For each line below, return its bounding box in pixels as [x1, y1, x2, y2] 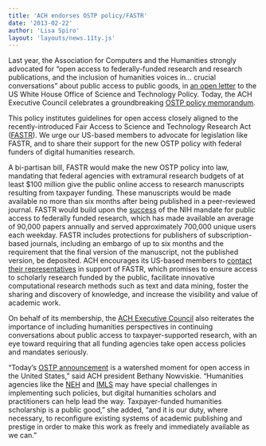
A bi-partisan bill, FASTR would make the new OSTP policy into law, [8, 162, 229, 172]
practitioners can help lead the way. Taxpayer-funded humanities [8, 397, 222, 406]
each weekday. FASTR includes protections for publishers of [8, 230, 206, 240]
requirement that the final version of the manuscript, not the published [8, 248, 239, 257]
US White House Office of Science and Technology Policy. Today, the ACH [8, 89, 252, 100]
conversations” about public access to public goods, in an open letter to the [8, 81, 257, 91]
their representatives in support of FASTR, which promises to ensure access [8, 264, 258, 274]
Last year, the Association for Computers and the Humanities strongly [8, 56, 237, 65]
